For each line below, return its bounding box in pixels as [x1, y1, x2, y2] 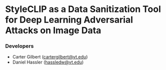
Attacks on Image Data [5, 25, 101, 36]
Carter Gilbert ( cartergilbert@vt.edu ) [12, 54, 88, 60]
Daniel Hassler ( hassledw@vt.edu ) [12, 59, 84, 65]
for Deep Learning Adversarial [5, 14, 133, 25]
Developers [5, 42, 34, 49]
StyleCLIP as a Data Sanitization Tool [5, 3, 161, 15]
